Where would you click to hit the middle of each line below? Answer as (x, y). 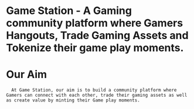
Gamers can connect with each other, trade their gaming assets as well (97, 95)
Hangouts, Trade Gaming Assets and (97, 36)
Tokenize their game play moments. (95, 48)
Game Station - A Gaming (69, 11)
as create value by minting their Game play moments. (73, 100)
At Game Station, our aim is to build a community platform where (94, 90)
